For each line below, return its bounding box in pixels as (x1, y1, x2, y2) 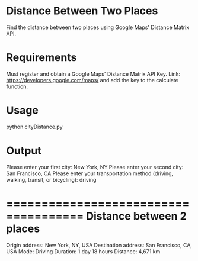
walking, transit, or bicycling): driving (6, 176, 97, 183)
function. (6, 83, 28, 90)
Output (6, 144, 41, 157)
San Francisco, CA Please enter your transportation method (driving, (6, 170, 174, 177)
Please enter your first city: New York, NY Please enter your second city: (6, 163, 184, 170)
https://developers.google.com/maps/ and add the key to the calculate (6, 76, 179, 83)
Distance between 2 (85, 209, 187, 223)
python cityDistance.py (6, 123, 63, 130)
